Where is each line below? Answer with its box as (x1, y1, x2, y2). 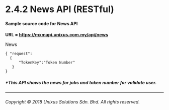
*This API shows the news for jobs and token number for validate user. (5, 79, 157, 85)
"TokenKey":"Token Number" (18, 60, 75, 65)
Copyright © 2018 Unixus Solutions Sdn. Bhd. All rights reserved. (5, 98, 140, 104)
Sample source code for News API (5, 20, 78, 26)
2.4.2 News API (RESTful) (5, 4, 114, 15)
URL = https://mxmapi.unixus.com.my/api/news (5, 32, 108, 38)
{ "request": (5, 51, 33, 57)
